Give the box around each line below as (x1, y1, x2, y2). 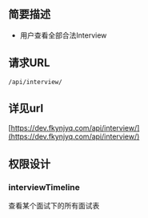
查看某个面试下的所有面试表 (8, 201, 100, 211)
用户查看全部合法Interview (19, 30, 107, 40)
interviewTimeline (8, 181, 80, 192)
